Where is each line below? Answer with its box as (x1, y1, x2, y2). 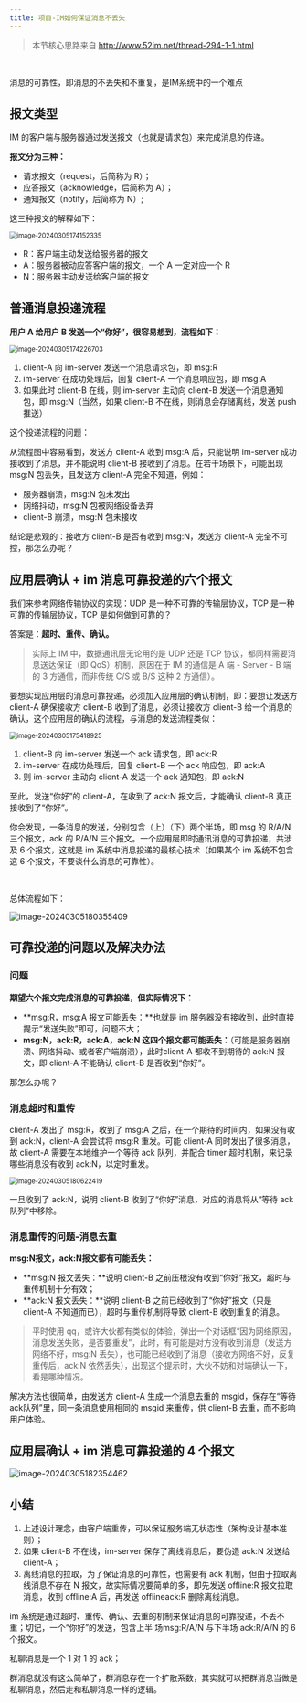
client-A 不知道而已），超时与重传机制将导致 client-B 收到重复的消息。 (22, 1306, 285, 1317)
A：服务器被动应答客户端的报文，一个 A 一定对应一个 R (22, 259, 230, 270)
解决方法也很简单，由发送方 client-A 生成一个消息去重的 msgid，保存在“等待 (9, 1391, 297, 1402)
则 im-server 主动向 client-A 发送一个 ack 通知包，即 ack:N (22, 771, 245, 782)
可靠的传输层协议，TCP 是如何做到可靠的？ (9, 609, 172, 620)
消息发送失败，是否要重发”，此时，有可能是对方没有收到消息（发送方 (31, 1338, 292, 1349)
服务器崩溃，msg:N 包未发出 (22, 489, 131, 500)
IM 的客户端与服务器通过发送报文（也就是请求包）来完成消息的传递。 (9, 132, 270, 143)
